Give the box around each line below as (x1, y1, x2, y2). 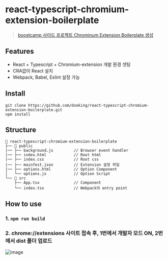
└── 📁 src (5, 176, 26, 181)
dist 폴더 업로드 (16, 237, 52, 244)
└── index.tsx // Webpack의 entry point (14, 185, 128, 191)
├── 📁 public (5, 144, 33, 149)
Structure (5, 125, 37, 134)
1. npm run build (5, 215, 45, 222)
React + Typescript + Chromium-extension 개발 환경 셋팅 (12, 61, 131, 67)
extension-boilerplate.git (5, 107, 63, 112)
